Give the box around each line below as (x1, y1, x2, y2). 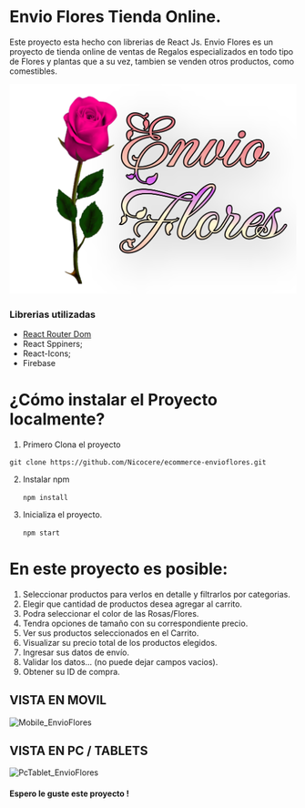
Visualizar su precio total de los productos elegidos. (22, 637, 218, 648)
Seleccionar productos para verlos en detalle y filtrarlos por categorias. (22, 588, 291, 599)
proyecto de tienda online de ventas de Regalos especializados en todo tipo (9, 46, 294, 56)
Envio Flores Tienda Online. (9, 6, 221, 27)
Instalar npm (22, 474, 70, 485)
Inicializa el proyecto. (22, 508, 103, 520)
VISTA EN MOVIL (9, 692, 107, 708)
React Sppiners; (22, 338, 84, 349)
